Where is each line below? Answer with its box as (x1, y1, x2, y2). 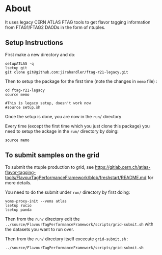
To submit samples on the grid (5, 151, 100, 159)
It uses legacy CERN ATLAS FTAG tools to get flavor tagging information (5, 19, 151, 25)
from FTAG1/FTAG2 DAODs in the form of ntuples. (5, 24, 106, 30)
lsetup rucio (5, 203, 32, 208)
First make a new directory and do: (5, 51, 76, 57)
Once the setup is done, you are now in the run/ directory (5, 113, 122, 119)
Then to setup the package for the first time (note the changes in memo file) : (5, 78, 158, 84)
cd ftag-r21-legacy (5, 88, 45, 93)
